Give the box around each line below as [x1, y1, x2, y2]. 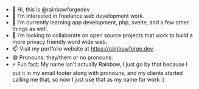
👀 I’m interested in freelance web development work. [12, 12, 145, 20]
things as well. [12, 25, 49, 32]
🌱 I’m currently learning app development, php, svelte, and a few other [12, 19, 189, 26]
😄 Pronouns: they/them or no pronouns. [12, 54, 114, 61]
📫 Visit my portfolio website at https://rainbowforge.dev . [12, 45, 155, 52]
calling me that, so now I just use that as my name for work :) [12, 76, 165, 83]
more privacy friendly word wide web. [12, 38, 108, 45]
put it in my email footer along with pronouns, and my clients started [12, 69, 183, 76]
